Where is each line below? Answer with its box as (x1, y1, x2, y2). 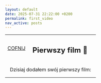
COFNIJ (7, 44, 26, 51)
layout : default (5, 7, 38, 12)
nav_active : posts (5, 20, 42, 26)
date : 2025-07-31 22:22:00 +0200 (5, 12, 73, 16)
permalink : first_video (5, 16, 53, 21)
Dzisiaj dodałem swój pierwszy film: (10, 66, 91, 73)
